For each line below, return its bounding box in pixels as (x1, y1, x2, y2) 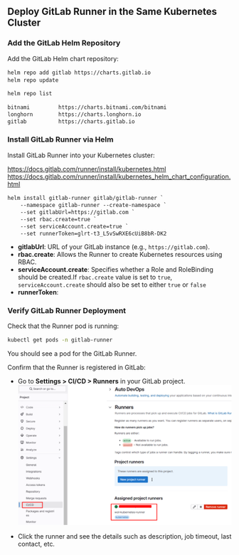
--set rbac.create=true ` (20, 216, 97, 223)
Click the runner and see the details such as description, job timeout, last (17, 532, 232, 541)
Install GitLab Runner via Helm (7, 134, 114, 144)
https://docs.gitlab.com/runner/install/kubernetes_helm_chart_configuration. (7, 172, 231, 181)
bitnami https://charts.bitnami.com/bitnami (7, 104, 167, 111)
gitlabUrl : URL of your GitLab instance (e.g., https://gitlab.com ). (17, 242, 210, 251)
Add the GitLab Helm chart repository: (7, 54, 119, 63)
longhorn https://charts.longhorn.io (7, 111, 142, 118)
